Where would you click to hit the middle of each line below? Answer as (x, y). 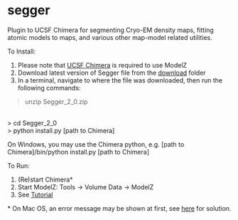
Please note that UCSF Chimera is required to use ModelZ (102, 65)
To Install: (22, 51)
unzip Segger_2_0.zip (56, 101)
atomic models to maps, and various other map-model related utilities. (110, 37)
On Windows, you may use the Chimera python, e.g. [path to (96, 144)
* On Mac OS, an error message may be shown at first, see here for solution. (119, 208)
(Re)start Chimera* (45, 179)
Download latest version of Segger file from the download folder (112, 73)
